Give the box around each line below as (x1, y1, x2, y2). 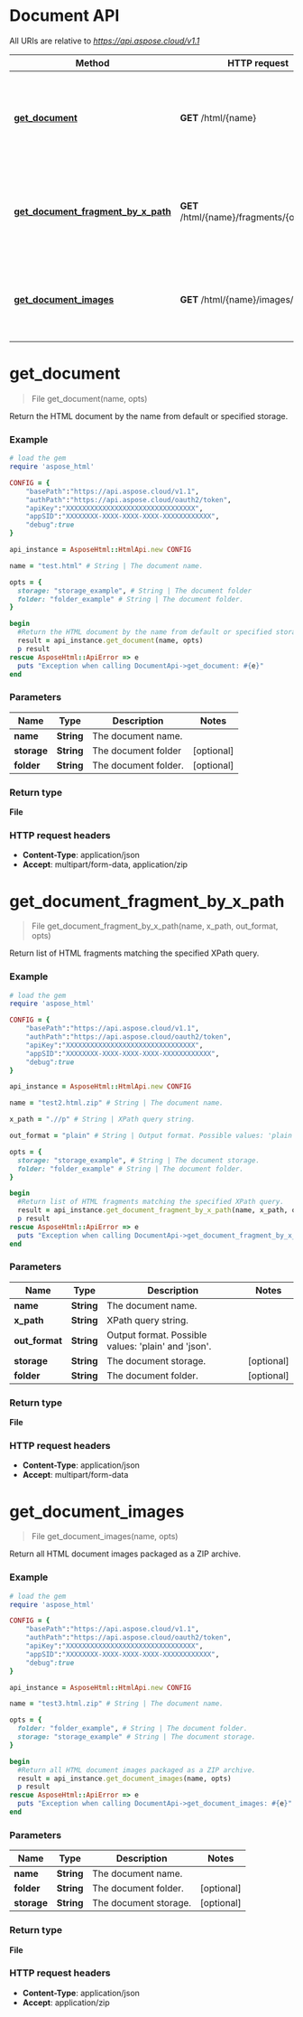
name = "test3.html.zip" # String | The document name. (9, 1699, 224, 1708)
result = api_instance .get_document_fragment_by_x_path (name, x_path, (17, 1206, 289, 1215)
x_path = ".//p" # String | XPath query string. (9, 1115, 196, 1125)
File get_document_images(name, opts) (31, 1531, 179, 1542)
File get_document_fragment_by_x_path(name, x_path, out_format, (31, 920, 279, 931)
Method (75, 56, 110, 69)
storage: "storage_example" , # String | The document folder (17, 586, 252, 595)
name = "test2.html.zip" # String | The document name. (9, 1098, 224, 1107)
